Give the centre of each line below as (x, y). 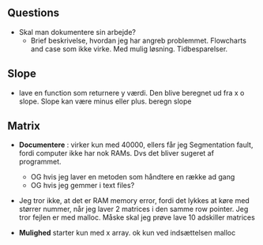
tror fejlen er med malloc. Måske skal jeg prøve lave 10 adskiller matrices (137, 217)
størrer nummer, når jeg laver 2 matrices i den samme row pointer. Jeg (133, 209)
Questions (34, 13)
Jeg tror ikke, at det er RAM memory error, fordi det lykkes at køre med (134, 201)
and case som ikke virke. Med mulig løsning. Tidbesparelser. (129, 49)
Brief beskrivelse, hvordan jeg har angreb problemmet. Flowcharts (138, 40)
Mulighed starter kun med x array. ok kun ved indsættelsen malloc (127, 233)
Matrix (24, 126)
